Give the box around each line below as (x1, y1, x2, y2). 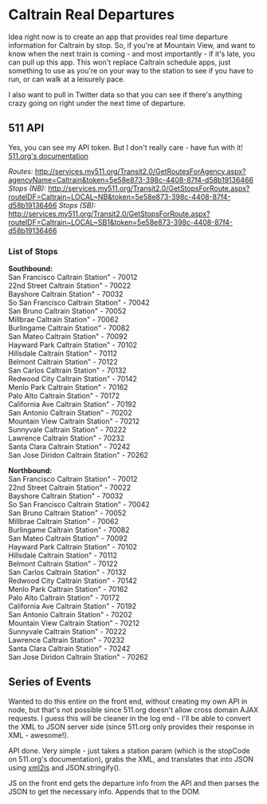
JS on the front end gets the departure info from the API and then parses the (8, 778, 260, 787)
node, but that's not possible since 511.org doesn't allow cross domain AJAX (8, 704, 259, 715)
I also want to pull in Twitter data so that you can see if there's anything (8, 89, 243, 99)
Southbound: (8, 264, 53, 274)
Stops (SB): (58, 200, 96, 210)
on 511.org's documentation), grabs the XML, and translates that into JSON (8, 754, 253, 763)
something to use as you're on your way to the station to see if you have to (8, 65, 253, 75)
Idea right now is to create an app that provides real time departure (8, 32, 229, 41)
